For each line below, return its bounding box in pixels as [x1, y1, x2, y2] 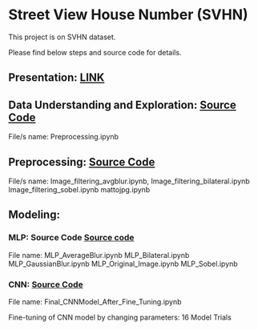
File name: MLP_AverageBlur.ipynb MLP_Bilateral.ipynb [8, 250, 190, 260]
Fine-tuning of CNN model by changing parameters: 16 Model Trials [8, 312, 232, 322]
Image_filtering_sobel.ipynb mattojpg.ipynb [8, 184, 151, 194]
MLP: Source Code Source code [8, 232, 135, 243]
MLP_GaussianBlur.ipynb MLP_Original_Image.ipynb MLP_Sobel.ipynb [8, 259, 238, 268]
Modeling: [8, 208, 60, 222]
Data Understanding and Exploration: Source [8, 98, 236, 111]
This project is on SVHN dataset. [8, 32, 116, 42]
